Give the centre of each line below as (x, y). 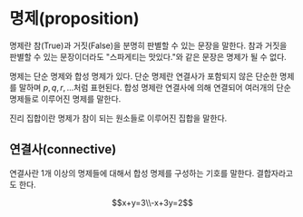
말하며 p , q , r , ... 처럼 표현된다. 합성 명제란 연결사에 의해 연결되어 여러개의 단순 (155, 87)
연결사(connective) (63, 149)
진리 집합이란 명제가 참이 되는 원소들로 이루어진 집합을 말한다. (118, 118)
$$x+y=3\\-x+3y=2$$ (152, 202)
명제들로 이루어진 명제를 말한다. (65, 99)
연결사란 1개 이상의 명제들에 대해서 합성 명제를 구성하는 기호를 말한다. (132, 173)
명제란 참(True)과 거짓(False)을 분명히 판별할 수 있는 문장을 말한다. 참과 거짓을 (148, 45)
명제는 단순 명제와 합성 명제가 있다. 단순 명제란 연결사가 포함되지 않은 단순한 (144, 76)
